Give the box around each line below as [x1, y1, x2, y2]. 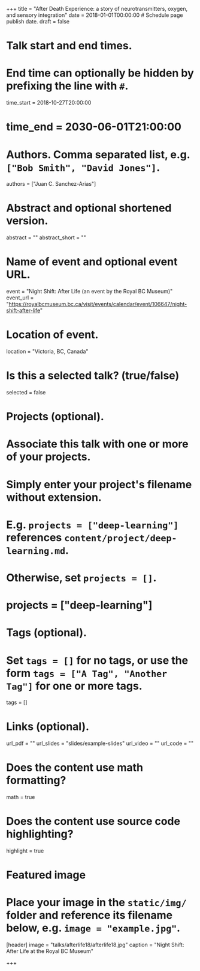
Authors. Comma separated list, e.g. [6, 147, 190, 161]
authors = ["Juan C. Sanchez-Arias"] [6, 180, 96, 188]
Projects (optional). [6, 410, 105, 423]
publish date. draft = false [6, 18, 70, 25]
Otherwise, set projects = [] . [6, 571, 157, 584]
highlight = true [6, 847, 44, 854]
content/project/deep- [63, 532, 177, 544]
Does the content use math [6, 761, 144, 774]
